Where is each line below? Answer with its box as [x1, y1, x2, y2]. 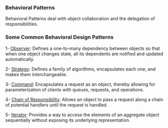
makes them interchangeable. [5, 71, 68, 77]
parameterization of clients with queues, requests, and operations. [5, 86, 145, 92]
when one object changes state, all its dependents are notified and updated [5, 50, 163, 57]
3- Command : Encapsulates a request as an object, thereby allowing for [5, 81, 156, 87]
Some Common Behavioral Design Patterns [5, 34, 114, 41]
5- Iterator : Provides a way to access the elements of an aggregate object [5, 111, 160, 118]
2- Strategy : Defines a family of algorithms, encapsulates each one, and [5, 66, 156, 72]
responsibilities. [5, 21, 38, 27]
